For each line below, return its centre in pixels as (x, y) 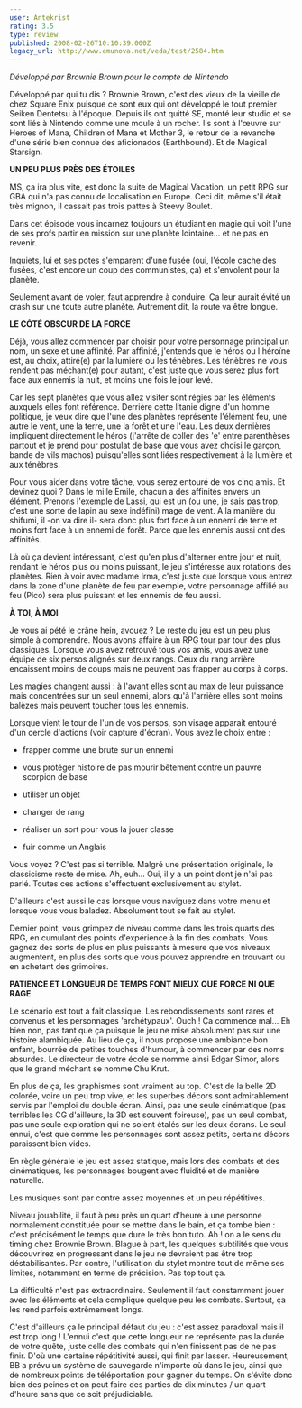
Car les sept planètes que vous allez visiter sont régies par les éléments (142, 397)
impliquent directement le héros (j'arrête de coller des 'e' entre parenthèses (150, 436)
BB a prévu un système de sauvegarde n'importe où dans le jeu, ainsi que (146, 1366)
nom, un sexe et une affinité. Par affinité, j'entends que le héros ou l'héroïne (150, 351)
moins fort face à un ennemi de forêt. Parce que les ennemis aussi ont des (147, 530)
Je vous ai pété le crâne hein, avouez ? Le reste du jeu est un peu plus (140, 630)
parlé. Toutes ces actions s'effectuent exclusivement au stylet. (125, 884)
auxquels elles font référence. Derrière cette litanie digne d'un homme (140, 407)
